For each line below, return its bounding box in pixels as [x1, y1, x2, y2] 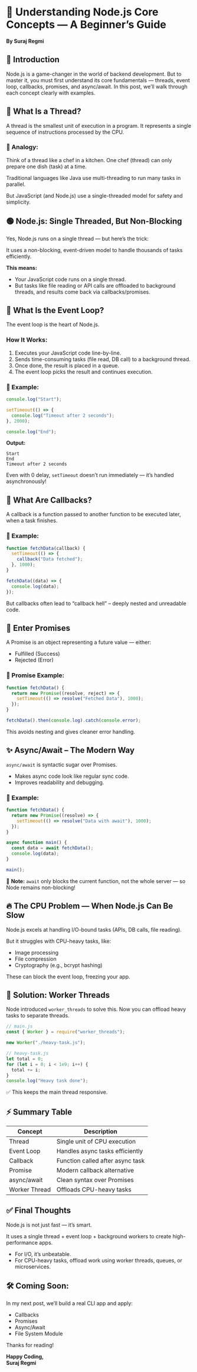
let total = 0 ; [6, 1056, 44, 1062]
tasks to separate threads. [6, 1012, 70, 1019]
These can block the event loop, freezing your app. [6, 973, 131, 980]
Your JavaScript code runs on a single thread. [14, 275, 126, 283]
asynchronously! [6, 478, 47, 485]
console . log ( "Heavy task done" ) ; [6, 1078, 88, 1084]
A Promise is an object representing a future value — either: [6, 639, 152, 646]
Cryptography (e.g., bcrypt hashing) [14, 961, 103, 968]
